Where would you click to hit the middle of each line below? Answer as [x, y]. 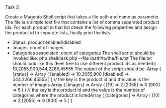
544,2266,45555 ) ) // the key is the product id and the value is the [81, 79]
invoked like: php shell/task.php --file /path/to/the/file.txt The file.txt [82, 58]
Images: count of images [38, 48]
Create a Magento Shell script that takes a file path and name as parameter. [83, 17]
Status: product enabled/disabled [46, 42]
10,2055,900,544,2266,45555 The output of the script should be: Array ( [87, 69]
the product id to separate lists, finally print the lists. [58, 33]
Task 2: [13, 7]
